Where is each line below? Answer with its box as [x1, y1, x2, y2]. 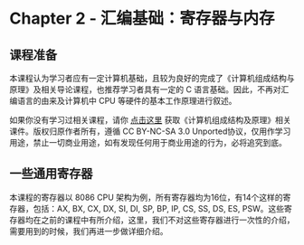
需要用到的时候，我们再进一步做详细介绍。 [9, 225, 168, 236]
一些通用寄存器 [9, 166, 93, 182]
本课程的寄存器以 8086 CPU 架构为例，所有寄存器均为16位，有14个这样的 [9, 192, 283, 203]
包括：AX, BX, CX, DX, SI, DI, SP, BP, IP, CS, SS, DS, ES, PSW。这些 [33, 203, 285, 213]
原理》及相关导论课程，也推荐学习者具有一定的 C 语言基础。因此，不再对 [9, 84, 282, 95]
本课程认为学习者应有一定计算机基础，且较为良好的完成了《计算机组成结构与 [9, 73, 295, 83]
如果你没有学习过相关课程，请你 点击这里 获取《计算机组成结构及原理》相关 [9, 115, 291, 125]
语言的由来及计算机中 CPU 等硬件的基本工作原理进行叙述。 [16, 96, 237, 106]
